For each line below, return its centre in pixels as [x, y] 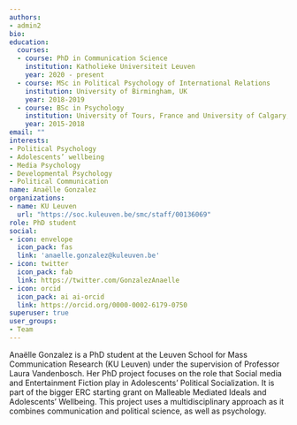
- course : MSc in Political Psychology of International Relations [144, 83]
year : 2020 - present [65, 75]
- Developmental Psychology [61, 173]
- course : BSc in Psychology [71, 108]
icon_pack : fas [45, 247]
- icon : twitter [39, 264]
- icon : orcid [35, 288]
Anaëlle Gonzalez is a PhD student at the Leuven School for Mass [128, 354]
